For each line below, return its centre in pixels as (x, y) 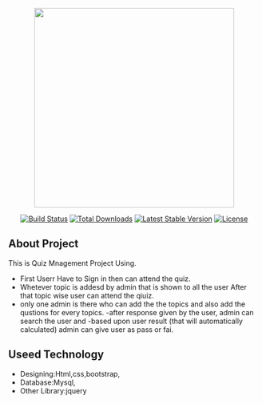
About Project (44, 244)
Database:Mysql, (48, 382)
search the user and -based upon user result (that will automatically (131, 321)
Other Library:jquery (53, 390)
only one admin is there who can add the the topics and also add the (133, 304)
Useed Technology (56, 355)
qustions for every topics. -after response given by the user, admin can (137, 312)
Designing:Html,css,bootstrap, (70, 373)
